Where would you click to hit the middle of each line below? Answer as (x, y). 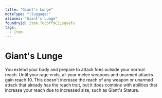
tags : (10, 28)
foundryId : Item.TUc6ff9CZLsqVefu (40, 23)
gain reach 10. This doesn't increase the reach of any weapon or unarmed (79, 80)
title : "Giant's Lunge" (29, 9)
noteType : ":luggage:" (28, 14)
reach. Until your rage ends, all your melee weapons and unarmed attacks (79, 74)
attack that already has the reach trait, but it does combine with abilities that (81, 85)
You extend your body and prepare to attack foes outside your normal (75, 69)
